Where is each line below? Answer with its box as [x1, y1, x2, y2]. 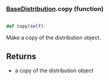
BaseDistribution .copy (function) [6, 5, 104, 13]
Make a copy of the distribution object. [6, 34, 101, 41]
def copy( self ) [6, 23, 44, 30]
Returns [6, 51, 37, 61]
